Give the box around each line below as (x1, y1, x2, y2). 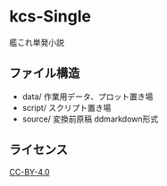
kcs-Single (9, 6, 92, 27)
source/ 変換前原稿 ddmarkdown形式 (21, 114, 159, 124)
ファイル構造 (9, 65, 80, 81)
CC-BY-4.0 (9, 166, 50, 177)
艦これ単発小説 (9, 37, 64, 47)
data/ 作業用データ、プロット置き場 (21, 91, 154, 102)
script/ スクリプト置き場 (21, 102, 112, 113)
